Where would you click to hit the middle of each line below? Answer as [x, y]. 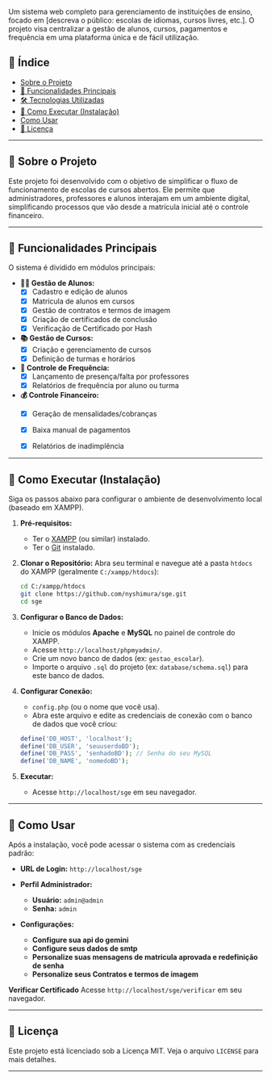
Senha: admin [54, 908]
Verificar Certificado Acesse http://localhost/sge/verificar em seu [125, 990]
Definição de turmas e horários [83, 358]
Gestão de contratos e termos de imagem [101, 310]
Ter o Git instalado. [63, 547]
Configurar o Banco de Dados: [71, 617]
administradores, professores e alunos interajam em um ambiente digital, [129, 198]
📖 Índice [29, 63]
